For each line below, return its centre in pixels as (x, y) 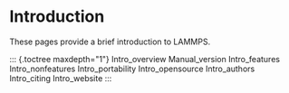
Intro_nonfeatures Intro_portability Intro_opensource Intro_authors (132, 69)
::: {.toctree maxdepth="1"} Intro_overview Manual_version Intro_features (145, 59)
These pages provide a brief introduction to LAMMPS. (110, 42)
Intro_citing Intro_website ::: (61, 78)
